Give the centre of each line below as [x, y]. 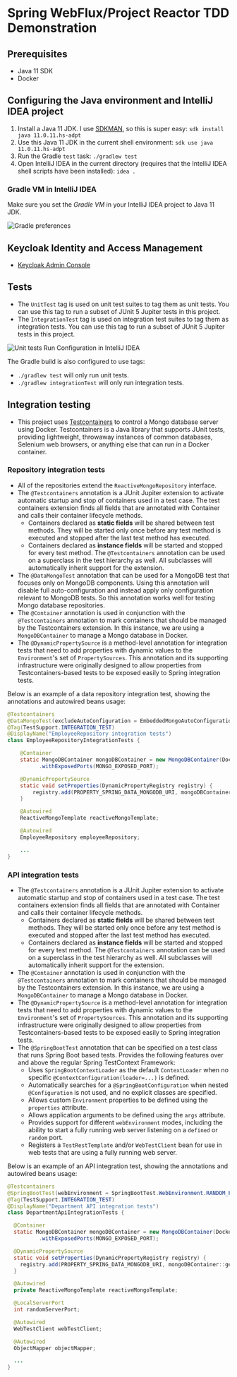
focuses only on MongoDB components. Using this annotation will [113, 583]
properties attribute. [58, 1107]
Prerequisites [37, 54]
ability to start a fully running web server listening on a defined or [123, 1129]
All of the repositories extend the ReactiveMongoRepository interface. [117, 485]
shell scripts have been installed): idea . [77, 171]
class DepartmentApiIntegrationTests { [66, 1213]
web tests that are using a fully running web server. [103, 1152]
